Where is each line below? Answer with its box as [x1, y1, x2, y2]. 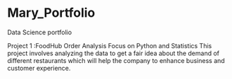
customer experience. [7, 64, 71, 72]
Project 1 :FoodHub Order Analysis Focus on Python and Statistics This [7, 41, 212, 50]
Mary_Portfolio [7, 5, 96, 21]
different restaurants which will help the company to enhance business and [7, 56, 225, 64]
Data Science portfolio [7, 28, 72, 36]
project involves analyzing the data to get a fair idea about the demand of [7, 49, 220, 57]
